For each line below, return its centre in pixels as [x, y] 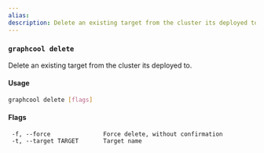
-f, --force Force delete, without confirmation [117, 134]
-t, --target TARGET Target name [77, 141]
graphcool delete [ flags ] [50, 100]
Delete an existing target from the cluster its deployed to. [100, 65]
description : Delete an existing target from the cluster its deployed [128, 23]
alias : [19, 15]
